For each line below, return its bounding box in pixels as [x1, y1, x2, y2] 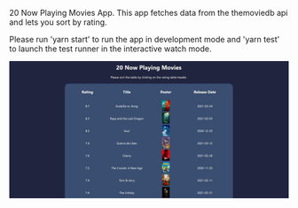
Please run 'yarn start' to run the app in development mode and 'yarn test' [9, 35, 280, 44]
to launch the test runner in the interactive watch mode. [9, 43, 212, 54]
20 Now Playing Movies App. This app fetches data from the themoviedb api [9, 8, 288, 18]
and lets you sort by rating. [9, 17, 108, 27]
